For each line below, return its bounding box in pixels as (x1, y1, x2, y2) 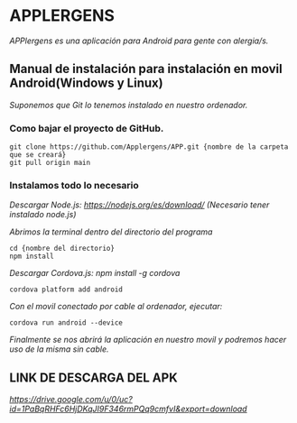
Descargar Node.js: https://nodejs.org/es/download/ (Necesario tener (9, 199, 270, 210)
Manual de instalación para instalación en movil (9, 61, 283, 77)
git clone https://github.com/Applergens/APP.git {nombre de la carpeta (9, 143, 289, 152)
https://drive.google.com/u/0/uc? (9, 394, 133, 405)
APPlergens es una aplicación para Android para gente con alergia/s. (9, 35, 269, 46)
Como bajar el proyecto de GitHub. (9, 122, 164, 134)
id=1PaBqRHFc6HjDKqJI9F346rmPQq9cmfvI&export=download (9, 403, 247, 415)
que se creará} (9, 151, 67, 160)
